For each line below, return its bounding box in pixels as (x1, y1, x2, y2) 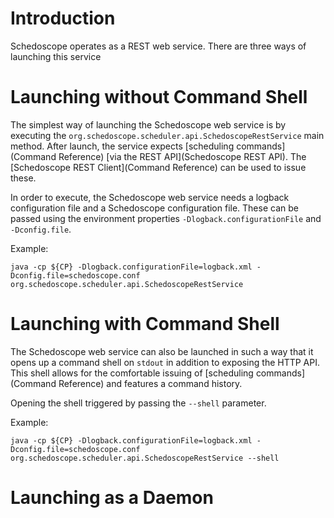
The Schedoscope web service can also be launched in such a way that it (10, 345, 314, 357)
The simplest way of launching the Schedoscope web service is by (10, 118, 287, 131)
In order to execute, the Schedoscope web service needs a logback (10, 191, 290, 203)
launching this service (10, 50, 102, 62)
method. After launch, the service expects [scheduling (10, 140, 235, 152)
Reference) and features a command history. (58, 377, 243, 389)
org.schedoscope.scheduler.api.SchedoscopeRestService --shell (10, 453, 280, 463)
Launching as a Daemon (10, 487, 214, 509)
